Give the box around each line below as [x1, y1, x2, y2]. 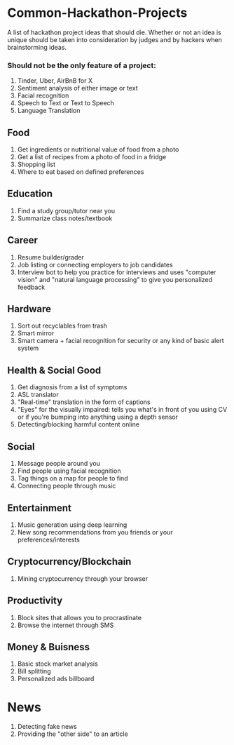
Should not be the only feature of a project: [7, 60, 156, 70]
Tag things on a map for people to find [17, 474, 128, 483]
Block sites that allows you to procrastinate [17, 613, 142, 622]
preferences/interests [17, 535, 81, 544]
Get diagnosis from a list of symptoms [17, 383, 128, 391]
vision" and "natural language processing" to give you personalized [17, 275, 212, 283]
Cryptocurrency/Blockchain [7, 556, 132, 568]
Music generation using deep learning [17, 521, 128, 529]
